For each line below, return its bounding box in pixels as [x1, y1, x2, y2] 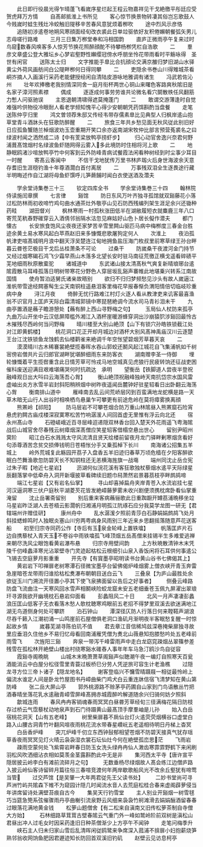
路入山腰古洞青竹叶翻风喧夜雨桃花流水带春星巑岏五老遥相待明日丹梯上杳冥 [6, 721, 192, 728]
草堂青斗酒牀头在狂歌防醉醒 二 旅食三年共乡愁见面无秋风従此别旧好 [6, 118, 195, 126]
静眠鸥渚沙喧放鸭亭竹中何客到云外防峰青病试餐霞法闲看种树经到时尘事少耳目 [6, 149, 197, 156]
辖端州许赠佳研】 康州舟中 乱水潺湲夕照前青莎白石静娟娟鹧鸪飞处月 [6, 510, 195, 516]
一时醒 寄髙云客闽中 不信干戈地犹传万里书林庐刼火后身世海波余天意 [6, 157, 195, 163]
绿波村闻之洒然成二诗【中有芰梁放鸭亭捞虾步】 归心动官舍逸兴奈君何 [6, 134, 188, 141]
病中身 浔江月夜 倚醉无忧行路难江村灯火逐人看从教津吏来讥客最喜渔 [6, 290, 195, 297]
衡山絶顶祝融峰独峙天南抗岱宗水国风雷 [97, 374, 193, 380]
